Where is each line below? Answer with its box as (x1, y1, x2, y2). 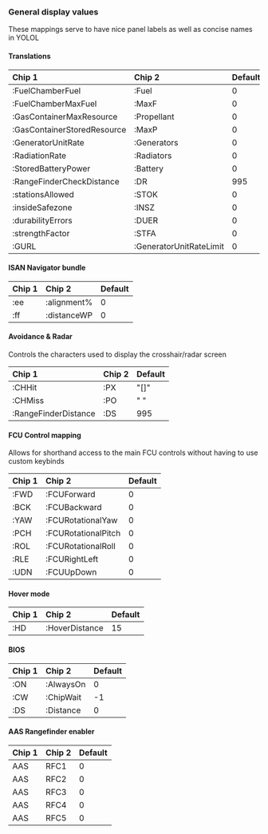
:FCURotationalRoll (45, 541, 116, 552)
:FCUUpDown (45, 567, 97, 578)
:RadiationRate (12, 150, 66, 161)
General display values (8, 6, 99, 18)
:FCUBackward (45, 502, 102, 513)
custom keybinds (8, 457, 65, 466)
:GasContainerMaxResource (12, 111, 118, 122)
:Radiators (134, 150, 172, 161)
